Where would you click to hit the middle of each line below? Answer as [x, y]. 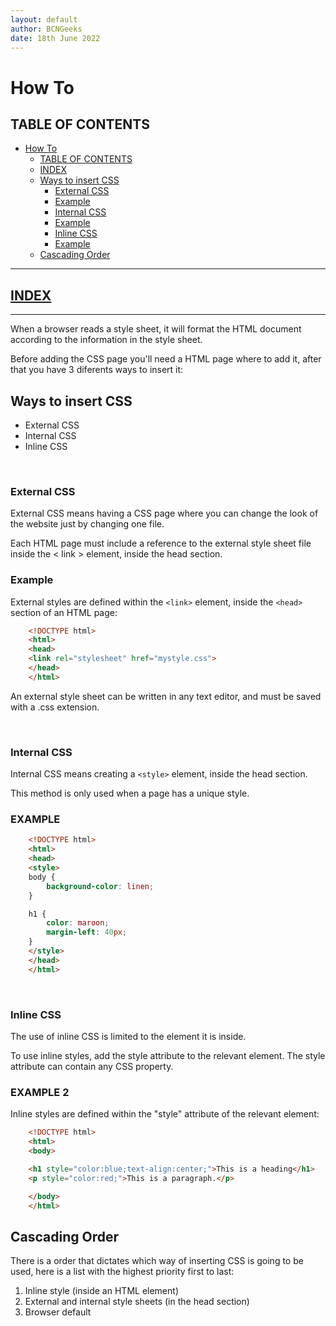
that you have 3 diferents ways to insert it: [97, 370]
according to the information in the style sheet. [106, 340]
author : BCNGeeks [46, 29]
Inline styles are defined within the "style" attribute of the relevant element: [165, 1114]
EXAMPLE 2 [40, 1092]
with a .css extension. [55, 707]
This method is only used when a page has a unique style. [130, 793]
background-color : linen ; [100, 886]
